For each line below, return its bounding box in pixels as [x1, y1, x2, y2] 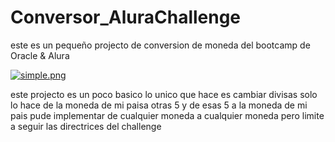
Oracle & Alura [10, 49, 70, 61]
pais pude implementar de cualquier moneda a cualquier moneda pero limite [10, 109, 325, 121]
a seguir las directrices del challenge [10, 120, 162, 132]
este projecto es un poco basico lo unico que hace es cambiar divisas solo [10, 88, 318, 100]
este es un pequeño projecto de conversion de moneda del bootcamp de [10, 39, 311, 51]
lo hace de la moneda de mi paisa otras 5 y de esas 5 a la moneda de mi [10, 99, 308, 111]
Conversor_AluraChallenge [10, 6, 242, 29]
